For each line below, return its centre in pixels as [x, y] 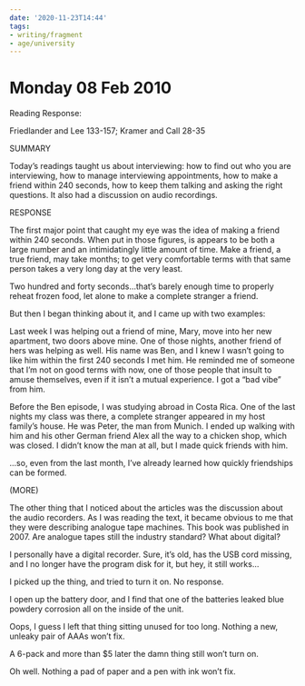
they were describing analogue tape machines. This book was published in [149, 527]
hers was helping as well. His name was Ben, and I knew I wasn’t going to [147, 351]
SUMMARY [30, 149]
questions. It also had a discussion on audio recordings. [113, 195]
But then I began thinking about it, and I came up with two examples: [138, 313]
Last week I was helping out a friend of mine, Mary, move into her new [141, 332]
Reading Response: [45, 114]
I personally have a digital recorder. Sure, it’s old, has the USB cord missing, [151, 554]
